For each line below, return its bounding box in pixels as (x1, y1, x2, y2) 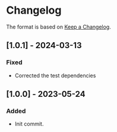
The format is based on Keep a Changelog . (6, 23, 111, 30)
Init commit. (14, 120, 44, 128)
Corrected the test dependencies (14, 72, 96, 79)
